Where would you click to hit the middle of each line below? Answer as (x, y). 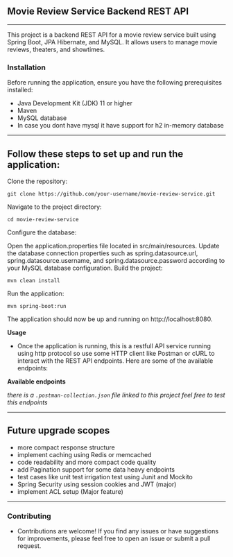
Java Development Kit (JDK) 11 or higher (75, 103)
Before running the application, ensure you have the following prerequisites (115, 83)
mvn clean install (34, 280)
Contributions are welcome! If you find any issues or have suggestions (118, 531)
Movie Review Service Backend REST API (98, 11)
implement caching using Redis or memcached (84, 454)
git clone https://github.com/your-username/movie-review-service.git (111, 194)
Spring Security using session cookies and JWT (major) (97, 484)
